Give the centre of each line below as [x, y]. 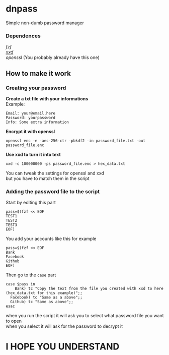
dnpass [22, 9]
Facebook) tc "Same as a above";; [46, 298]
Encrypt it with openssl [30, 131]
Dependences [23, 36]
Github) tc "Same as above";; [42, 302]
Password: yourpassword [31, 117]
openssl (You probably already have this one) [53, 57]
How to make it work [38, 73]
